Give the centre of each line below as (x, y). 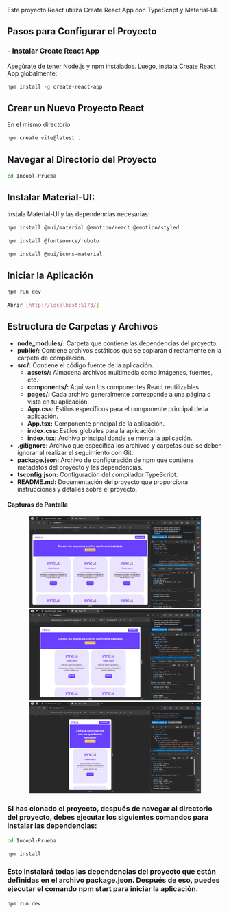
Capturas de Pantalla (38, 505)
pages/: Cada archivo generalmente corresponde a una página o (119, 394)
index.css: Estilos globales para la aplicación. (92, 430)
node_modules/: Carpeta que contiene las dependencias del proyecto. (117, 343)
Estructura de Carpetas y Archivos (83, 326)
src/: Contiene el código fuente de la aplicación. (85, 365)
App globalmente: (32, 73)
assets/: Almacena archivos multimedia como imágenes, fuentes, (120, 372)
